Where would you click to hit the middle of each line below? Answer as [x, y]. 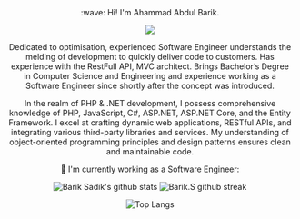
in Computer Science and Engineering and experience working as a [150, 76]
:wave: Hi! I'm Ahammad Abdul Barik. [150, 12]
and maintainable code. [150, 151]
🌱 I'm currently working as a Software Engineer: [150, 169]
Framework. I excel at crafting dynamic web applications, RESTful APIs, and [150, 123]
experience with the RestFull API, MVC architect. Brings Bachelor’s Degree [150, 66]
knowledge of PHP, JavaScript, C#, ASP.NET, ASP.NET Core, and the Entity [150, 113]
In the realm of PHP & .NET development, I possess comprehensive [150, 103]
